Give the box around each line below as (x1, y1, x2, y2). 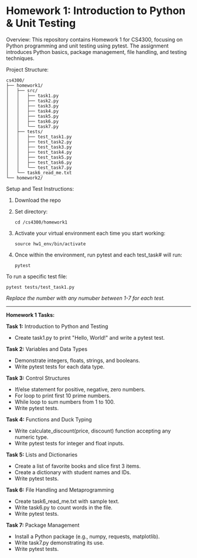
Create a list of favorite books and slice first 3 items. (14, 462, 141, 469)
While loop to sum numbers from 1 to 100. (14, 398, 116, 405)
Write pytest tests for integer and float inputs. (14, 439, 125, 447)
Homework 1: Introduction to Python (6, 4, 186, 18)
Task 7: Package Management (6, 521, 80, 529)
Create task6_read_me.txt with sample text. (14, 498, 120, 505)
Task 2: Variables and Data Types (6, 345, 88, 353)
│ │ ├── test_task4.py (6, 149, 72, 155)
